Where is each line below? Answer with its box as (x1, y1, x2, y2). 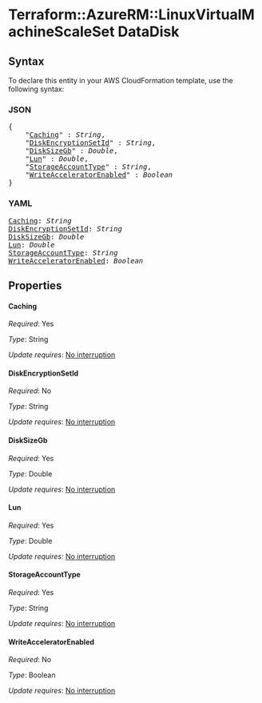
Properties (8, 279, 62, 292)
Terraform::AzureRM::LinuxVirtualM (8, 6, 256, 24)
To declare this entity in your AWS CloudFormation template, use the (8, 76, 233, 85)
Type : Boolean (8, 670, 56, 680)
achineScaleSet (8, 22, 115, 41)
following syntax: (8, 84, 65, 94)
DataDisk (117, 22, 180, 41)
